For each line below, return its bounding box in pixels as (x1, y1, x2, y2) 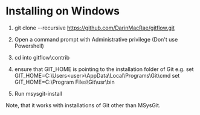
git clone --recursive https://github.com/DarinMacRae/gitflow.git (14, 24, 175, 31)
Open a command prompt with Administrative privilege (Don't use (14, 36, 178, 43)
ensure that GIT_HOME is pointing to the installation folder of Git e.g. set (14, 65, 194, 73)
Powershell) (14, 42, 45, 49)
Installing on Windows (5, 4, 120, 18)
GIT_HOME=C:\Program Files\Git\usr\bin (14, 78, 115, 85)
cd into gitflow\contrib (14, 54, 70, 61)
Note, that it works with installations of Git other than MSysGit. (5, 101, 161, 109)
